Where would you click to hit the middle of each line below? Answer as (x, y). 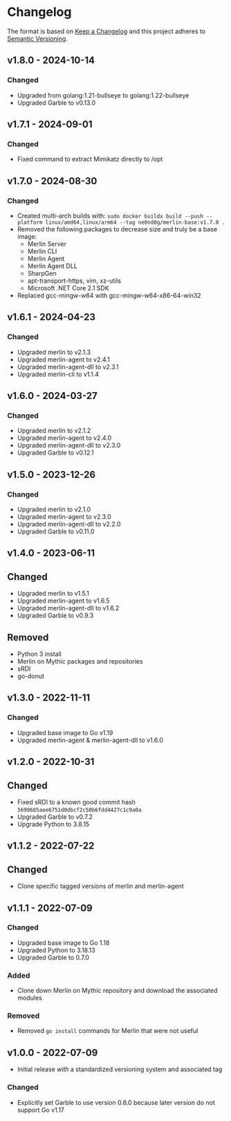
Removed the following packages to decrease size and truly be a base (117, 229)
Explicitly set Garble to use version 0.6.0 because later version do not (116, 1102)
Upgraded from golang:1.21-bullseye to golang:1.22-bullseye (103, 95)
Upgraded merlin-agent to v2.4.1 (63, 359)
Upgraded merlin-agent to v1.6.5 (63, 601)
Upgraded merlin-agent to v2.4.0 (64, 438)
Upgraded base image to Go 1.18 (63, 942)
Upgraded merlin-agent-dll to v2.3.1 (68, 367)
